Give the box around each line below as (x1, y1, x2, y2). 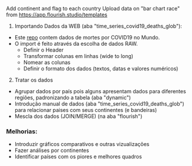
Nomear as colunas (23, 59, 70, 66)
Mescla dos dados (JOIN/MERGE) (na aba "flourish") (14, 113, 143, 120)
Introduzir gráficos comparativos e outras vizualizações (14, 141, 150, 148)
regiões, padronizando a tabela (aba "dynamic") (14, 94, 131, 101)
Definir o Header (23, 46, 64, 53)
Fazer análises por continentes (14, 147, 89, 154)
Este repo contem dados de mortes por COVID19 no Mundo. (14, 34, 160, 40)
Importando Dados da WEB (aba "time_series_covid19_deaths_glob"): (14, 23, 182, 29)
